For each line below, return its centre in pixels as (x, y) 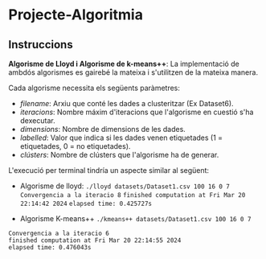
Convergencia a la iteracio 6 (59, 233)
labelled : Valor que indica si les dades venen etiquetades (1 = (121, 138)
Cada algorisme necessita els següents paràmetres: (94, 88)
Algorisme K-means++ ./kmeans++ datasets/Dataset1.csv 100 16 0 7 (135, 218)
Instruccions (41, 45)
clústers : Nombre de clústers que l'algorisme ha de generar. (119, 155)
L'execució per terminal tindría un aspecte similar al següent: (109, 170)
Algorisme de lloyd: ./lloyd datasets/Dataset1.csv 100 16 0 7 (125, 186)
